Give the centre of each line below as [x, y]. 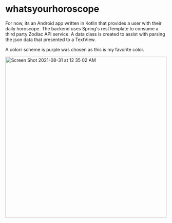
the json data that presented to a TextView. [51, 40]
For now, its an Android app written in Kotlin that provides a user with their [83, 23]
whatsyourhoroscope [52, 9]
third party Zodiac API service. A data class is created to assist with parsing [85, 34]
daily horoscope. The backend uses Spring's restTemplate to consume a [82, 28]
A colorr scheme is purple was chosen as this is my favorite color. [75, 49]
